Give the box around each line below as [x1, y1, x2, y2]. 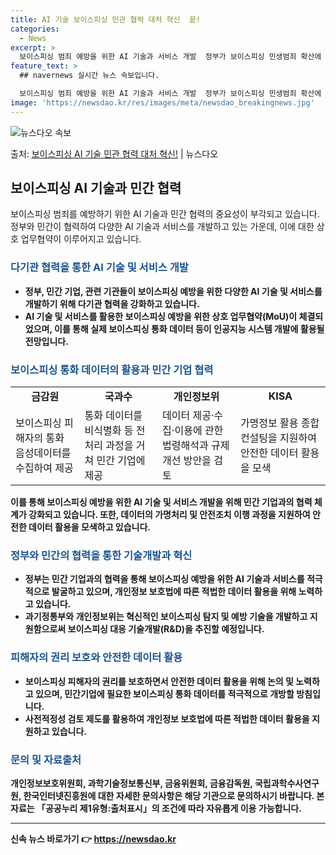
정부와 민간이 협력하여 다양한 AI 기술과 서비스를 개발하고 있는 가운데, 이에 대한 [10, 221, 315, 233]
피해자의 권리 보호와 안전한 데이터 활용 [10, 651, 183, 665]
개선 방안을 [162, 454, 212, 468]
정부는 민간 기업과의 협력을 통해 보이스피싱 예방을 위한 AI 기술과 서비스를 [24, 573, 305, 585]
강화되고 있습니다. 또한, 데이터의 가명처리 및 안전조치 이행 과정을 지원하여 [28, 509, 311, 521]
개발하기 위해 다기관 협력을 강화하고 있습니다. [24, 297, 200, 310]
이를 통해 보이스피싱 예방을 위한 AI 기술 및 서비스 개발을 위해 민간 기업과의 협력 [10, 496, 313, 508]
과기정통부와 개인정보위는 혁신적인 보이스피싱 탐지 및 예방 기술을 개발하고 [24, 611, 308, 623]
